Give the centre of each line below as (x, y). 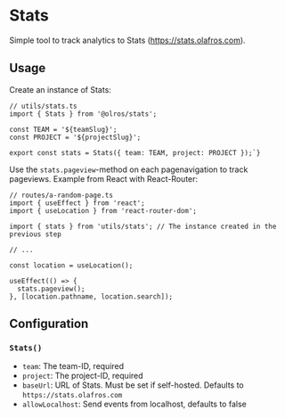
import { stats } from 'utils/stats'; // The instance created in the (143, 226)
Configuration (49, 324)
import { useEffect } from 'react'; (77, 203)
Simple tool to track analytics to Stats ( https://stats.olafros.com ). (128, 40)
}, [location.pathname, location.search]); (91, 296)
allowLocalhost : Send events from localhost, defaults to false (134, 404)
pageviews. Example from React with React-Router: (104, 178)
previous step (36, 234)
